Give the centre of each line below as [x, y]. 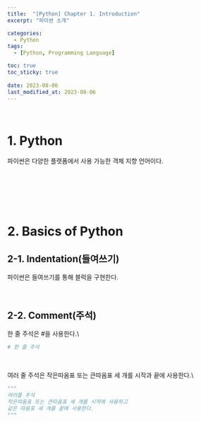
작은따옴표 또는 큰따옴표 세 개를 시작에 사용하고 [68, 402]
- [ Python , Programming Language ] [64, 53]
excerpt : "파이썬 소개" [38, 20]
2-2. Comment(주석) [52, 315]
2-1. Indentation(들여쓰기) [63, 259]
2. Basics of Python [65, 231]
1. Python [35, 140]
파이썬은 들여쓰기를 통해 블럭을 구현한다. [63, 277]
